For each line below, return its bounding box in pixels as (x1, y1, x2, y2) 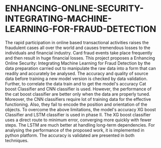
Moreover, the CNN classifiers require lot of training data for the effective (5, 96, 151, 102)
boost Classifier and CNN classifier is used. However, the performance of (5, 86, 152, 92)
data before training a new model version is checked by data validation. (5, 76, 148, 82)
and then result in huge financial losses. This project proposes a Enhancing (5, 55, 155, 61)
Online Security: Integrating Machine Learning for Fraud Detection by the (5, 60, 151, 66)
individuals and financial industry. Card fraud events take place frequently (5, 49, 153, 56)
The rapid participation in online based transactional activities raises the (5, 39, 149, 45)
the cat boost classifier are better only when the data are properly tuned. (5, 91, 150, 97)
